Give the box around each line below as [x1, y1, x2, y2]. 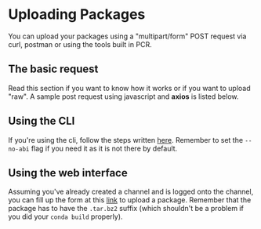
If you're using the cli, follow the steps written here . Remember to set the [8, 135, 244, 144]
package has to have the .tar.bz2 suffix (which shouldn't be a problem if [8, 204, 245, 213]
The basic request [8, 63, 99, 76]
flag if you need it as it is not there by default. [31, 144, 178, 153]
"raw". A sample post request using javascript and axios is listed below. [8, 92, 239, 101]
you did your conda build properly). [8, 212, 123, 221]
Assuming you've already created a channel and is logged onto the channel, [8, 187, 254, 197]
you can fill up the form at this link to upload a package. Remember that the [8, 195, 252, 205]
